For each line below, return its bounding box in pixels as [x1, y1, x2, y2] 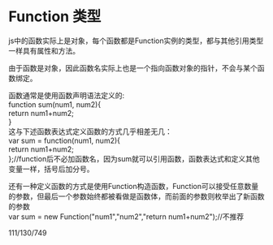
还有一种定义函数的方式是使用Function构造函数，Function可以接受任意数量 [8, 181, 258, 191]
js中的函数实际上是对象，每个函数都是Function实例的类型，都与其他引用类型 [8, 36, 264, 45]
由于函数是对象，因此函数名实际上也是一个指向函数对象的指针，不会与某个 [8, 62, 258, 73]
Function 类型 [8, 7, 102, 26]
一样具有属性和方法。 [8, 45, 80, 55]
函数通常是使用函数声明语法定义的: [8, 90, 125, 100]
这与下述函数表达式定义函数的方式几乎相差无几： [8, 127, 172, 136]
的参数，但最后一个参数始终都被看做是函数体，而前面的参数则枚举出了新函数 [8, 191, 265, 201]
